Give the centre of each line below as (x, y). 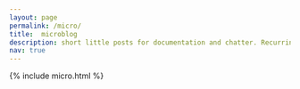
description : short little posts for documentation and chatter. (133, 42)
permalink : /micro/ (46, 26)
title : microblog (43, 34)
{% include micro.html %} (57, 76)
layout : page (33, 17)
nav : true (28, 51)
